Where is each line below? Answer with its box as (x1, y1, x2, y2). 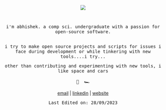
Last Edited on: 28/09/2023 (48, 100, 118, 105)
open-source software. (55, 29, 111, 35)
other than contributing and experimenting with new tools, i (5, 63, 161, 69)
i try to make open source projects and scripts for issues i (5, 44, 161, 49)
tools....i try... (60, 54, 106, 59)
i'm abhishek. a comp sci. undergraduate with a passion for (6, 24, 160, 30)
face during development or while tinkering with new (15, 49, 151, 54)
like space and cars (57, 68, 109, 74)
